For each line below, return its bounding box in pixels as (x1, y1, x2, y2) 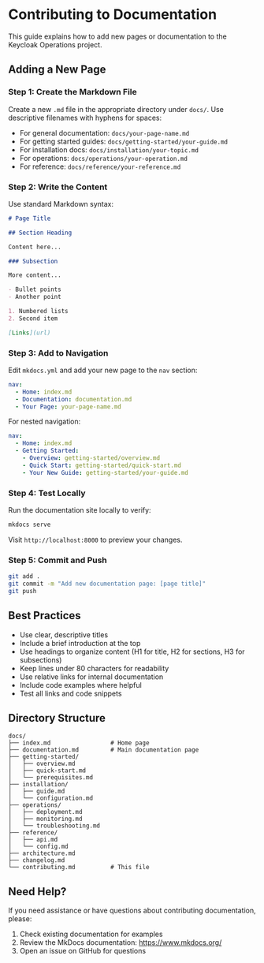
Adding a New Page (8, 63, 106, 77)
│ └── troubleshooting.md (8, 822, 101, 830)
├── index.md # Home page (8, 739, 150, 747)
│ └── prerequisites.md (8, 774, 93, 782)
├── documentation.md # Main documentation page (8, 746, 199, 754)
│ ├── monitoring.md (8, 815, 83, 823)
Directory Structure (8, 711, 106, 725)
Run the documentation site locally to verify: (8, 506, 151, 515)
